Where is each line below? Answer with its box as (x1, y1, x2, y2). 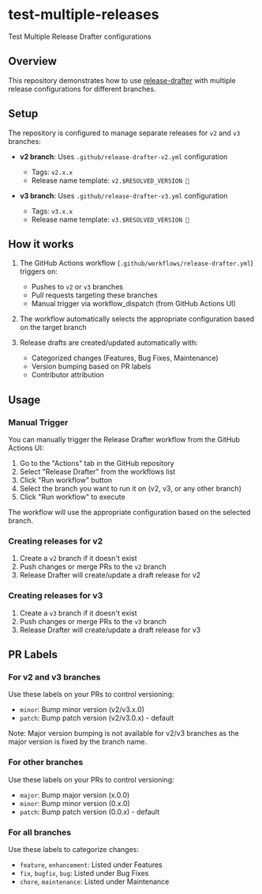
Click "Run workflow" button (19, 475, 113, 485)
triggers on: (19, 267, 58, 276)
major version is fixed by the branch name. (8, 737, 148, 747)
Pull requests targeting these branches (31, 290, 158, 300)
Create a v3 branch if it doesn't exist (19, 608, 137, 618)
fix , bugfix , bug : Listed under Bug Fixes (19, 868, 149, 877)
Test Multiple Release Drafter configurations (8, 32, 152, 41)
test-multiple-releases (8, 6, 159, 24)
